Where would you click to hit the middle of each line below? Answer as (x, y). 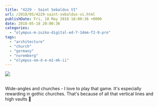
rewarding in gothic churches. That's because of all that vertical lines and (79, 94)
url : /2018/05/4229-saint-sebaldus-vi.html (50, 14)
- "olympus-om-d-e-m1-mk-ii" (39, 60)
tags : (11, 37)
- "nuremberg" (24, 55)
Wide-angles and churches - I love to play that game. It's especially (73, 89)
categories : (17, 28)
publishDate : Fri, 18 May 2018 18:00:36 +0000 (53, 19)
